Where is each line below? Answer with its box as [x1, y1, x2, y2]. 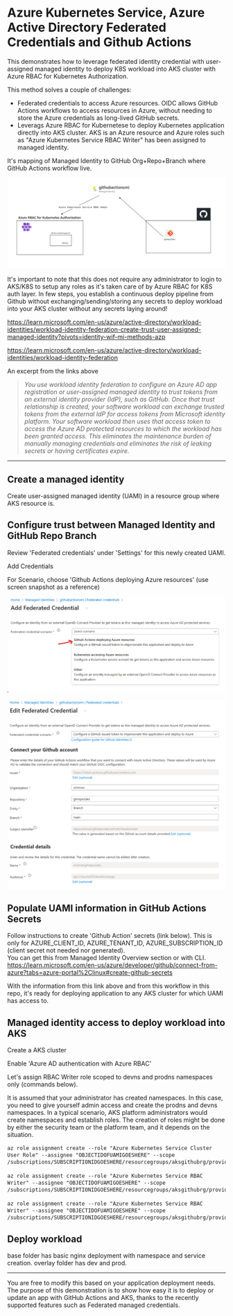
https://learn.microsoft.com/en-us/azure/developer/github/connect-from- [7, 961, 218, 969]
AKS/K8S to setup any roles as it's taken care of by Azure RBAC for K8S [7, 282, 213, 291]
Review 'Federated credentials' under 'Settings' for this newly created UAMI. [7, 548, 226, 556]
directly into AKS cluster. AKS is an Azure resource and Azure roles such [17, 128, 225, 137]
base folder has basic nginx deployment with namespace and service [7, 1251, 206, 1260]
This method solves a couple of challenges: [7, 85, 132, 94]
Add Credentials [7, 562, 53, 570]
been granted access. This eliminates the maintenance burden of [24, 432, 212, 441]
